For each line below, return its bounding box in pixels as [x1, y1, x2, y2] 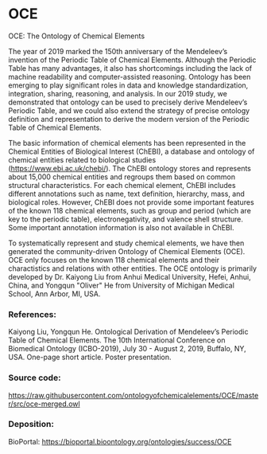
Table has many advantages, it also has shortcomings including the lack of [8, 63, 253, 72]
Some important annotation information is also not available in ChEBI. [8, 222, 234, 232]
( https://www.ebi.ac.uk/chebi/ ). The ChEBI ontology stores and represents [8, 163, 252, 173]
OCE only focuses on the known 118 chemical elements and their [8, 255, 220, 264]
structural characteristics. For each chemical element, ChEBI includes [8, 180, 236, 190]
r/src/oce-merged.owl [8, 399, 81, 409]
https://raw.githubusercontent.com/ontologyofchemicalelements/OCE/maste [8, 390, 259, 400]
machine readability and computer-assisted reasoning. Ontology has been [8, 72, 251, 81]
